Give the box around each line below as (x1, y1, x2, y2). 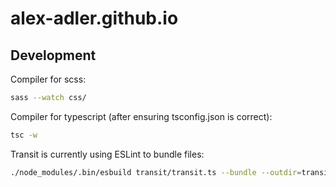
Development (10, 47, 97, 64)
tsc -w (10, 130, 38, 140)
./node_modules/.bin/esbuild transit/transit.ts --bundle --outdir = (10, 167, 302, 177)
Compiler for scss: (10, 73, 87, 85)
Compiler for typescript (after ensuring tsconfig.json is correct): (10, 110, 273, 122)
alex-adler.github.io (10, 7, 179, 30)
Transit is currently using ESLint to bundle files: (10, 148, 205, 160)
